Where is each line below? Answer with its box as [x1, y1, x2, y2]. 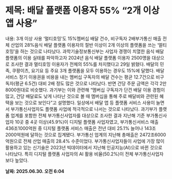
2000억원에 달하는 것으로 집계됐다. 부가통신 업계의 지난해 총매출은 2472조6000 [5, 131, 166, 137]
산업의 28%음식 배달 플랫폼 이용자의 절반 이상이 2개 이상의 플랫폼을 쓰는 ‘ [10, 42, 159, 48]
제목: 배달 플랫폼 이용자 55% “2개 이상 [5, 5, 160, 16]
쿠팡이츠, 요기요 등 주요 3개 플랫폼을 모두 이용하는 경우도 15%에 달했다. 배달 [12, 67, 165, 73]
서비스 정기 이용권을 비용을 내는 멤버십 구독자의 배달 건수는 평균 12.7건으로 [5, 74, 155, 80]
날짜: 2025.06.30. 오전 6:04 [5, 168, 65, 174]
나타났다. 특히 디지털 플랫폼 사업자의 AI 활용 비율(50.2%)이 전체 [5, 151, 133, 157]
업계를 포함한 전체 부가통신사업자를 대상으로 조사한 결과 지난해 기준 [10, 112, 145, 118]
